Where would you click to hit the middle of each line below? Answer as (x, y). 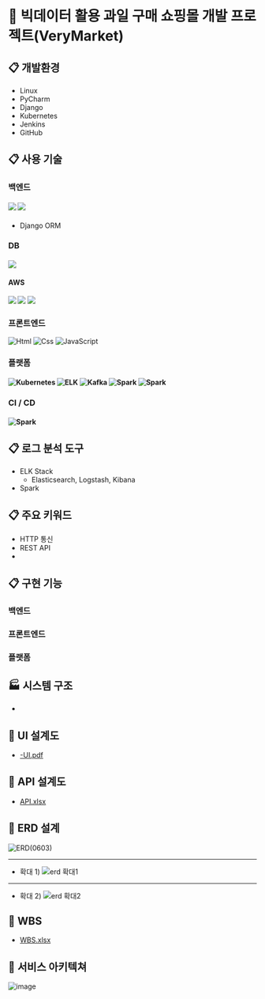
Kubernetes (38, 116)
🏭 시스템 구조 (41, 685)
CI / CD (22, 403)
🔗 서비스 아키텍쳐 (47, 967)
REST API (35, 548)
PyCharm (35, 99)
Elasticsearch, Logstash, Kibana (83, 480)
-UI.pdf (31, 755)
